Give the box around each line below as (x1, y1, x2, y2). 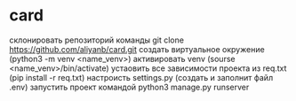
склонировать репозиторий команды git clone (9, 35, 185, 45)
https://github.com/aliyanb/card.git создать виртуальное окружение (9, 43, 265, 54)
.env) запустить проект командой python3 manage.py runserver (9, 82, 250, 92)
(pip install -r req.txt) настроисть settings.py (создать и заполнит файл (9, 72, 274, 82)
